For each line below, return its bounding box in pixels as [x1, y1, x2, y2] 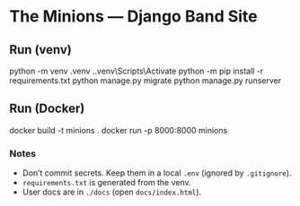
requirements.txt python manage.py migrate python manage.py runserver [9, 75, 281, 86]
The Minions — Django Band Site [9, 6, 258, 27]
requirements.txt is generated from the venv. [22, 177, 191, 188]
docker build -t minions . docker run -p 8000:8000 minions [9, 124, 228, 135]
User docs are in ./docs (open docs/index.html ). [22, 186, 202, 198]
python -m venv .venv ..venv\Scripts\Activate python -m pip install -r [9, 65, 264, 76]
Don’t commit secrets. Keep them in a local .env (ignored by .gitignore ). [22, 167, 292, 178]
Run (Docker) [9, 101, 85, 116]
